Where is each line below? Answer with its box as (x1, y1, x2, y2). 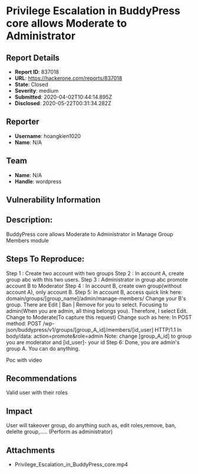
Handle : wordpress (14, 178, 62, 185)
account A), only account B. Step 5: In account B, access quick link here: (6, 288, 183, 296)
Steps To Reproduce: (6, 254, 85, 264)
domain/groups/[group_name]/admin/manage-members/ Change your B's (6, 295, 186, 302)
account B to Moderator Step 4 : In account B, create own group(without (6, 282, 182, 289)
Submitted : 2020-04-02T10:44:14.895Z (14, 93, 113, 100)
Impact (6, 406, 32, 416)
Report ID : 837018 (14, 68, 60, 75)
